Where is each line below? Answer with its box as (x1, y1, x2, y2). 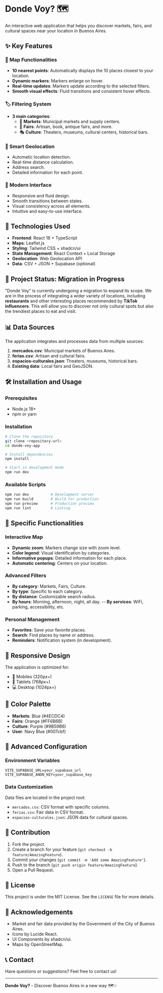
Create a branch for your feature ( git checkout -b (12, 846, 113, 852)
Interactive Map (5, 534, 43, 540)
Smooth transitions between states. (12, 198, 83, 204)
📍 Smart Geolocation (5, 143, 55, 150)
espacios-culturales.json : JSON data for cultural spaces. (12, 814, 129, 820)
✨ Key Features (5, 42, 52, 50)
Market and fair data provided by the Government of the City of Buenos (12, 921, 155, 927)
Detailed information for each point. (12, 170, 83, 176)
